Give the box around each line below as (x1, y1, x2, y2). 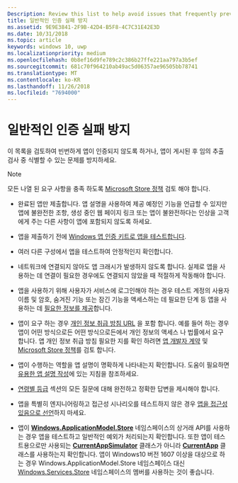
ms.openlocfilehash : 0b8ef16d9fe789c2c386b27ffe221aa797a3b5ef (7, 57, 198, 64)
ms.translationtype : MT (7, 69, 78, 76)
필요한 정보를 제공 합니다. (44, 304, 113, 312)
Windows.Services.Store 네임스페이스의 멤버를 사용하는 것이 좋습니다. (17, 468, 215, 477)
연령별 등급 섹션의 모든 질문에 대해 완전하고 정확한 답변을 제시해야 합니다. (17, 385, 220, 393)
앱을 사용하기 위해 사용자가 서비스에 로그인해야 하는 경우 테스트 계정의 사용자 (17, 286, 230, 295)
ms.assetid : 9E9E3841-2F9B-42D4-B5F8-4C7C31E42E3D (7, 23, 160, 30)
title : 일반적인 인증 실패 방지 (7, 17, 88, 24)
